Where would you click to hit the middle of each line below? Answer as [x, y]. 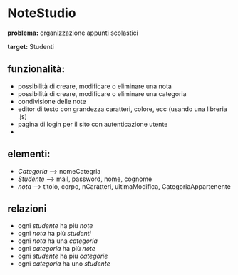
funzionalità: [36, 69]
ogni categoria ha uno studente [64, 264]
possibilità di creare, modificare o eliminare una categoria [102, 93]
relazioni [27, 208]
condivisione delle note [52, 101]
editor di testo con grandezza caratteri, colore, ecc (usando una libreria [122, 109]
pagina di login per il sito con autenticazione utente [93, 124]
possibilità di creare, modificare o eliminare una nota [95, 86]
